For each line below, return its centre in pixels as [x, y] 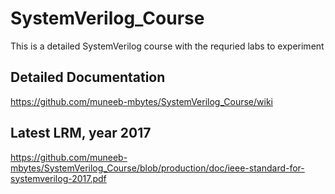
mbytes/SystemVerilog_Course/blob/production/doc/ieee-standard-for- [157, 168]
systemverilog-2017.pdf [58, 178]
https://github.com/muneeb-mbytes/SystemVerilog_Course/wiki [141, 101]
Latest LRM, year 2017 [81, 133]
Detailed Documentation [88, 77]
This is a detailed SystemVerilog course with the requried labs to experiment [167, 46]
